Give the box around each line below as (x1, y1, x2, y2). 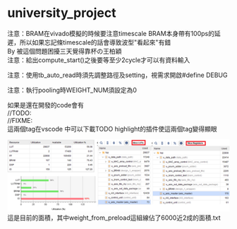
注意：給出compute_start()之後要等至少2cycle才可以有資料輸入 (7, 55, 190, 64)
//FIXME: (7, 116, 33, 124)
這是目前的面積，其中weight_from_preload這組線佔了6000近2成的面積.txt (7, 213, 221, 222)
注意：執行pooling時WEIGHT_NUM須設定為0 (7, 86, 138, 94)
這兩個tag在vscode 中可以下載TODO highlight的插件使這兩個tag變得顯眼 (7, 124, 217, 133)
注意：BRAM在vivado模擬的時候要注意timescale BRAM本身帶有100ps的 (7, 29, 215, 37)
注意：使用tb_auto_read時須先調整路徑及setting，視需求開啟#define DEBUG (7, 71, 228, 79)
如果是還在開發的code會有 (7, 100, 85, 109)
